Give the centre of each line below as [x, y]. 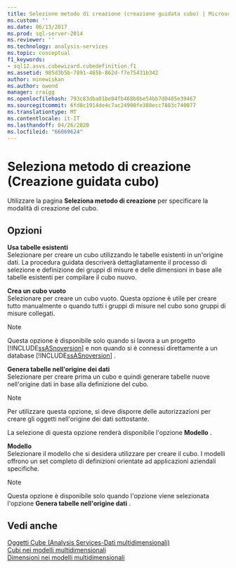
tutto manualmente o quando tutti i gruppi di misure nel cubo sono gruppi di [117, 306]
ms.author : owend [33, 86]
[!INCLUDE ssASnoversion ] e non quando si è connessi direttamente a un [112, 348]
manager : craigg [31, 92]
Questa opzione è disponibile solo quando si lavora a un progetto [101, 341]
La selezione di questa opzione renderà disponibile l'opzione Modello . [110, 433]
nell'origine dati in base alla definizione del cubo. [78, 384]
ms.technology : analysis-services [58, 46]
